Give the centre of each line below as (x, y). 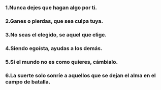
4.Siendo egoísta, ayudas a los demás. (54, 48)
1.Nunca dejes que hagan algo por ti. (51, 8)
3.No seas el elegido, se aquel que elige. (56, 34)
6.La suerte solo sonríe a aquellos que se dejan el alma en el (80, 75)
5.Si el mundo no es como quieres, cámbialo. (62, 62)
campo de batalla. (28, 81)
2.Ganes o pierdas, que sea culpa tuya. (54, 21)
